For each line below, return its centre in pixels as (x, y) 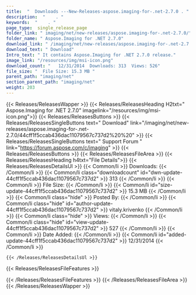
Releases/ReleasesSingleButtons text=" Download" (68, 123)
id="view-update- (87, 222)
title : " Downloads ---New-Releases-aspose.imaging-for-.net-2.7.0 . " (98, 11)
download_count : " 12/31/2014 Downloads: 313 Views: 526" (83, 66)
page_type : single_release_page (47, 28)
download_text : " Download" (40, 50)
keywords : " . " (31, 22)
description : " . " (35, 17)
